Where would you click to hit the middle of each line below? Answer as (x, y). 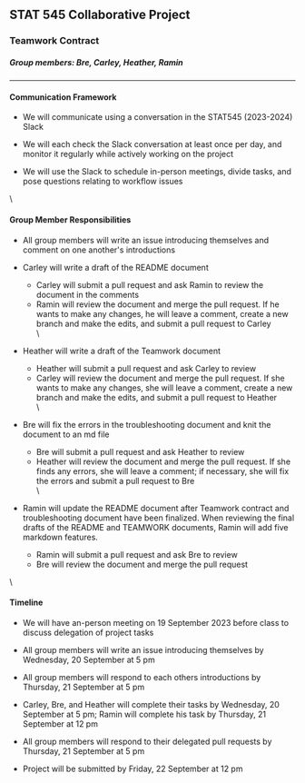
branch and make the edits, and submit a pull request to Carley (153, 323)
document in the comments (87, 294)
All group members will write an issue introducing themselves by (143, 649)
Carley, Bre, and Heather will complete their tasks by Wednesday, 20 (151, 704)
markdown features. (60, 537)
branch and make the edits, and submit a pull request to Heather (157, 397)
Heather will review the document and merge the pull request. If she (163, 461)
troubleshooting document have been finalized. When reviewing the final (158, 518)
